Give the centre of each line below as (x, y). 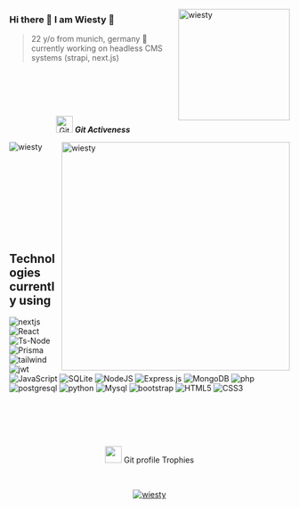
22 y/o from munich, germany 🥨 (89, 39)
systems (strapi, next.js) (75, 58)
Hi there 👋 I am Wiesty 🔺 (62, 20)
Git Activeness (102, 130)
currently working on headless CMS (97, 48)
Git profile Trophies (159, 460)
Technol (32, 258)
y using (30, 300)
